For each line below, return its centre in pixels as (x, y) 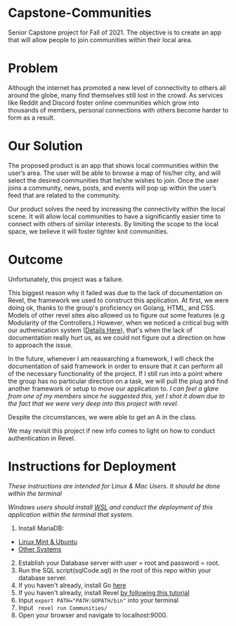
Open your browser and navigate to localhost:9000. (93, 615)
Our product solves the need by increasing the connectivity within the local (117, 209)
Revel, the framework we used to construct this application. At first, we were (118, 300)
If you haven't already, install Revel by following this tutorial (104, 592)
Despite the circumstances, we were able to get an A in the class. (103, 417)
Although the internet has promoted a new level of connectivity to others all (117, 87)
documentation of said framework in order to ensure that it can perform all (116, 366)
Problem (33, 69)
